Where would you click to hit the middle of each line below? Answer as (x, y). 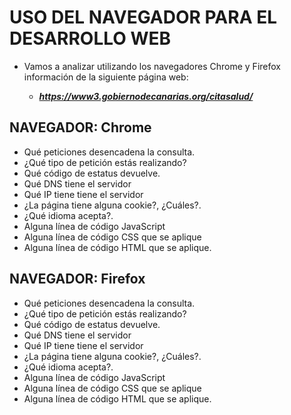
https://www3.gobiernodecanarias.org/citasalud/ (146, 96)
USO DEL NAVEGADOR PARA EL (143, 17)
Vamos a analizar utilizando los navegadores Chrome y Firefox (152, 66)
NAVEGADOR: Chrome (80, 127)
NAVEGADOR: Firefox (77, 279)
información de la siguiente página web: (106, 77)
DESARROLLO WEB (90, 38)
